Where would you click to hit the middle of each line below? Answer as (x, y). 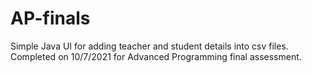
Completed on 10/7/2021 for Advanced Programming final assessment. (156, 56)
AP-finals (50, 18)
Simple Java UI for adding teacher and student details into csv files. (149, 46)
